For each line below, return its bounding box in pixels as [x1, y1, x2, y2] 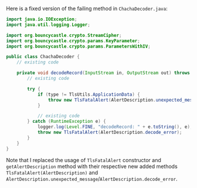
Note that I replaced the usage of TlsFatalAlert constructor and [6, 156, 161, 163]
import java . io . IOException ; [6, 16, 77, 22]
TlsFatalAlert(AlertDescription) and [6, 169, 98, 176]
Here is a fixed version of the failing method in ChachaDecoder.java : [6, 5, 168, 12]
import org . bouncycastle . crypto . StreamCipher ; [6, 32, 122, 38]
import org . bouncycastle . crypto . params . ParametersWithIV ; [6, 43, 151, 49]
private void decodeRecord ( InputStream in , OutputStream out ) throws [16, 70, 191, 76]
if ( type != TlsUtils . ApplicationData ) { [37, 91, 141, 98]
